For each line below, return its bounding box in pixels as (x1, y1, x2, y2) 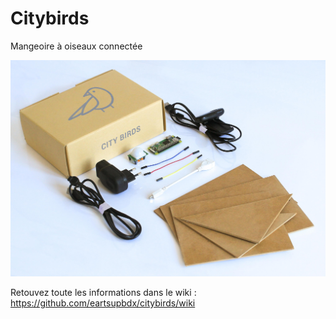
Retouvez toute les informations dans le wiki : (10, 286, 197, 298)
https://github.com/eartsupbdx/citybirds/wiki (10, 297, 196, 309)
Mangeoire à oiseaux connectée (10, 40, 143, 52)
